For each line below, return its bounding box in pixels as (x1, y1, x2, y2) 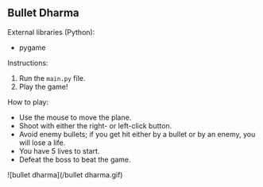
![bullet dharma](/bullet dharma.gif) (7, 170, 123, 179)
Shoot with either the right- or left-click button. (18, 120, 172, 130)
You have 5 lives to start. (18, 146, 100, 155)
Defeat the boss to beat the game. (18, 155, 132, 164)
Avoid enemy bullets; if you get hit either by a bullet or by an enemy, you (18, 129, 256, 139)
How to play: (7, 97, 49, 106)
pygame (18, 43, 46, 52)
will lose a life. (18, 138, 66, 147)
